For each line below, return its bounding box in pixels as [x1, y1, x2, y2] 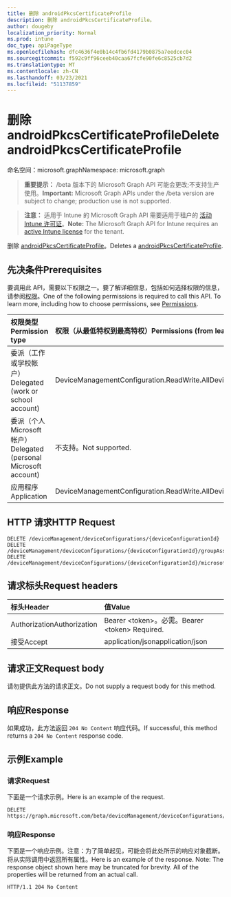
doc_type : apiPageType [7, 42, 72, 49]
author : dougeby [7, 23, 54, 30]
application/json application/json [104, 636, 208, 646]
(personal [10, 453, 42, 462]
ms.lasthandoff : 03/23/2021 [7, 74, 88, 81]
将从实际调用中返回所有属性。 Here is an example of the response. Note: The [7, 856, 223, 864]
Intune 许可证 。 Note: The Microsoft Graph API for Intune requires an [23, 220, 219, 228]
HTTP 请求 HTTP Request [7, 516, 115, 528]
